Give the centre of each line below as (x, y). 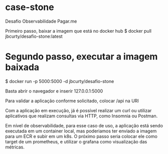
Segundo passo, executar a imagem (81, 57)
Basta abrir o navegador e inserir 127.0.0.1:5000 (54, 91)
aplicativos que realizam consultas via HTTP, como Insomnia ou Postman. (81, 116)
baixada (22, 67)
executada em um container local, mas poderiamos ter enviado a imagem (81, 131)
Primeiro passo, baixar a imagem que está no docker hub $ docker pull (78, 31)
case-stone (30, 7)
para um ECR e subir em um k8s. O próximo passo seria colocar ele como (81, 136)
